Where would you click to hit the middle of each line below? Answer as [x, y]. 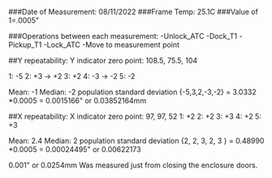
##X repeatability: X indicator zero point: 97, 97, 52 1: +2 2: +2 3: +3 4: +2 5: [135, 116]
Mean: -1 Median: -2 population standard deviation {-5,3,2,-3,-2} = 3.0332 [133, 92]
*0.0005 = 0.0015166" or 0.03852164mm [78, 100]
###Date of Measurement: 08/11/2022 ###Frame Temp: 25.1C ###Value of [133, 12]
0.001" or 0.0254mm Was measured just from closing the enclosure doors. [133, 165]
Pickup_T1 [25, 45]
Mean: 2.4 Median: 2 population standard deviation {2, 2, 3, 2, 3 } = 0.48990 [136, 141]
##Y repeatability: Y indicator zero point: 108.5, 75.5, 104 [103, 61]
